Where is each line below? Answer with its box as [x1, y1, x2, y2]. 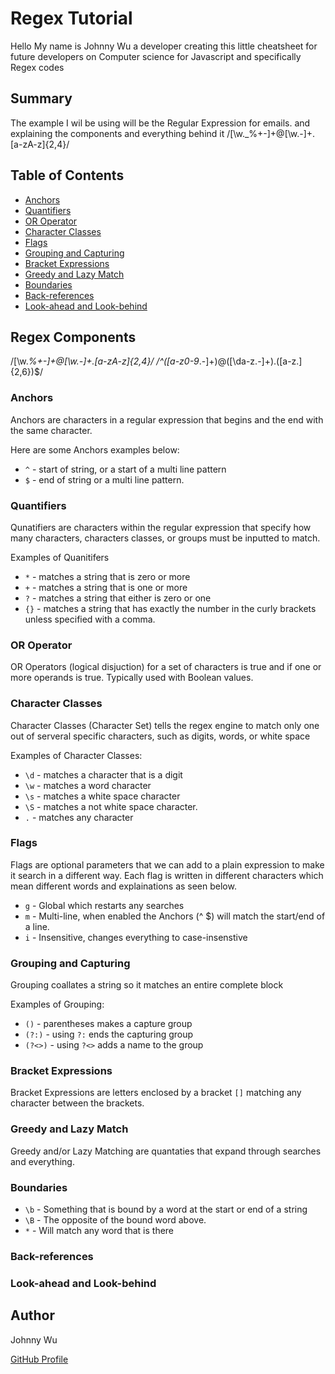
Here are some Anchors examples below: [10, 443, 180, 456]
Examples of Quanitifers [10, 551, 110, 563]
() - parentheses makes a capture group [24, 1018, 193, 1030]
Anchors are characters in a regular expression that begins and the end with [10, 413, 324, 426]
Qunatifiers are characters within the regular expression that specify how [10, 521, 312, 533]
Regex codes [10, 61, 65, 73]
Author [10, 1307, 55, 1324]
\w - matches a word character [24, 779, 152, 791]
